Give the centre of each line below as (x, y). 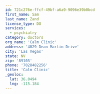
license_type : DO (23, 24)
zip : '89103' (19, 61)
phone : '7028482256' (27, 65)
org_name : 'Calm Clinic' (31, 42)
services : (15, 28)
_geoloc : (14, 75)
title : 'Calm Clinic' (28, 70)
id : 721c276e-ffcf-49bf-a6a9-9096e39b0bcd (50, 10)
